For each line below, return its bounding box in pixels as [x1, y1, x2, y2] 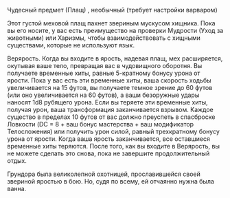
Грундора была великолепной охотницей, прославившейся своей [7, 170, 201, 178]
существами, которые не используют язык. [7, 41, 135, 49]
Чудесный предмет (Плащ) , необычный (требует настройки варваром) [7, 6, 218, 14]
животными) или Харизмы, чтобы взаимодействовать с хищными [7, 34, 201, 42]
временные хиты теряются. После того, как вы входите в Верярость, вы [7, 142, 220, 150]
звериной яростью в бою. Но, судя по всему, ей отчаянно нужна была [7, 177, 215, 185]
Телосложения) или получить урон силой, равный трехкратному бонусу [7, 127, 220, 135]
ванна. [7, 185, 27, 192]
